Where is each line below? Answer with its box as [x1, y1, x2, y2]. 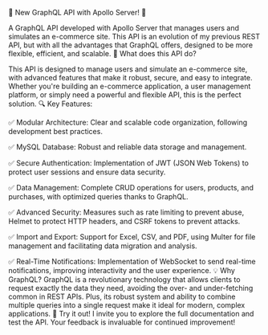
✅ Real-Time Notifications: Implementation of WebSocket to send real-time [8, 257, 257, 266]
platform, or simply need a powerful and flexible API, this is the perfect [8, 90, 242, 100]
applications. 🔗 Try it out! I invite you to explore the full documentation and [8, 309, 254, 318]
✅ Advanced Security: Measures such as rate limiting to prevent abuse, [8, 207, 245, 217]
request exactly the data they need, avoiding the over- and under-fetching [8, 284, 254, 292]
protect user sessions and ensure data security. [8, 167, 166, 177]
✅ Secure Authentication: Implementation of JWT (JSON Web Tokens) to [8, 158, 249, 168]
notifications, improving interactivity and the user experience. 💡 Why [8, 266, 235, 275]
